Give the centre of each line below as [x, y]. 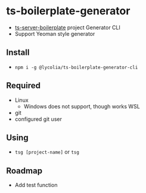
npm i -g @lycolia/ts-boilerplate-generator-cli [76, 67]
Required [23, 85]
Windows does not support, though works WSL [82, 106]
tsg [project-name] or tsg [47, 152]
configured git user [38, 119]
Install [18, 53]
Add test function [36, 185]
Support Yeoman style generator [55, 33]
